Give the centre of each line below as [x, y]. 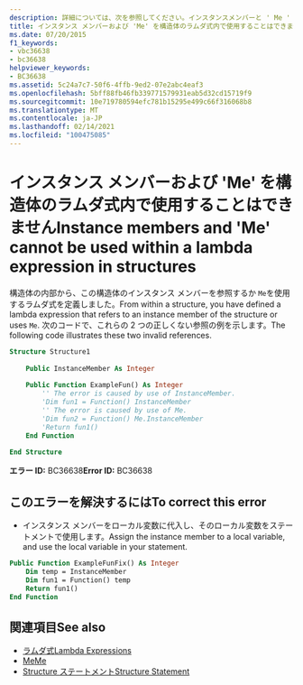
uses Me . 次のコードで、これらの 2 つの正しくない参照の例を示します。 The [147, 325]
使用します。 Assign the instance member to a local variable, [174, 537]
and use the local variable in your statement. [105, 546]
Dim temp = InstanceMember [76, 571]
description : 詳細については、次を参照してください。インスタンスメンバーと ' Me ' [150, 18]
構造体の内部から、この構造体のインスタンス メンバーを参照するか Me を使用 [150, 292]
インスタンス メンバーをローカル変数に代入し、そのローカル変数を [146, 525]
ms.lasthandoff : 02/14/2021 [62, 127]
